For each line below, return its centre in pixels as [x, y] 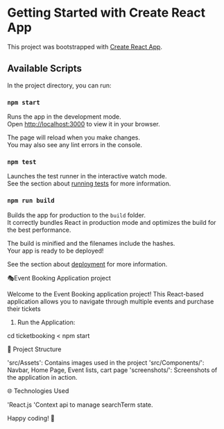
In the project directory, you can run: [59, 85]
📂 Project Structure [34, 349]
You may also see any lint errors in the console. [75, 145]
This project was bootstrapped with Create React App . [85, 47]
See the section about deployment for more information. [87, 264]
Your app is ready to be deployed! [55, 251]
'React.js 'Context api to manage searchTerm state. [80, 405]
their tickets [24, 309]
